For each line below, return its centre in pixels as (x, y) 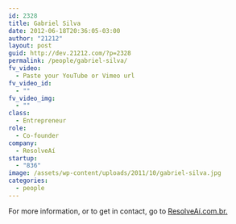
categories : (28, 181)
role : (17, 128)
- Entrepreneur (41, 121)
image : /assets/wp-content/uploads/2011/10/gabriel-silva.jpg (115, 173)
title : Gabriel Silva (45, 23)
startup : (23, 158)
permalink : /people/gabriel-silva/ (68, 61)
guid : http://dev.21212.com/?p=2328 (70, 53)
